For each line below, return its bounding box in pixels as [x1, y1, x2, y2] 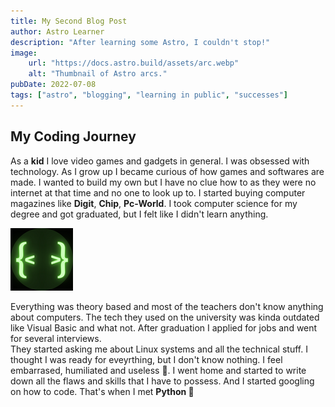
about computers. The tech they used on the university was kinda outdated [10, 311, 320, 323]
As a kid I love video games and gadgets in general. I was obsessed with [10, 155, 310, 167]
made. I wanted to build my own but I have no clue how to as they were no [10, 176, 317, 188]
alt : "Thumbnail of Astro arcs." [28, 69, 168, 79]
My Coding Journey [10, 128, 137, 145]
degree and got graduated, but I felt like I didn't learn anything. [10, 208, 269, 220]
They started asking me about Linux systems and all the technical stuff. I [10, 343, 308, 355]
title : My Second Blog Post [10, 16, 128, 26]
